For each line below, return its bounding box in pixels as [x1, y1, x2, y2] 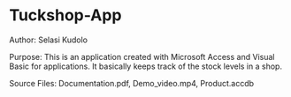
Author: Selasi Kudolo [9, 34, 88, 45]
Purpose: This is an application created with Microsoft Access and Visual [9, 51, 275, 62]
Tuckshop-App [9, 5, 122, 26]
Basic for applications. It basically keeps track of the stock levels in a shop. [9, 61, 283, 71]
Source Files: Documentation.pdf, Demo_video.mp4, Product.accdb [9, 78, 255, 88]
